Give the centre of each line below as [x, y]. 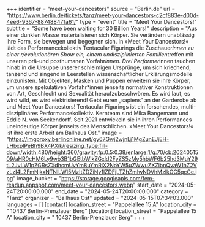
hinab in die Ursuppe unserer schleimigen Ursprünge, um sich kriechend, [99, 67]
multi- [188, 106]
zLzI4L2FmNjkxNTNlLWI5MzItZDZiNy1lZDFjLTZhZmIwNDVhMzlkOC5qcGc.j [102, 172]
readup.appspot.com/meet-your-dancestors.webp [70, 185]
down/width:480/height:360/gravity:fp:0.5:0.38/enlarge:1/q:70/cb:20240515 [102, 152]
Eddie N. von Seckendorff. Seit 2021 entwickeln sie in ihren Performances [99, 120]
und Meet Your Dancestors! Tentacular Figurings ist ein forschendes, [93, 106]
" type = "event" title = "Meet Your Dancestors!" [136, 22]
